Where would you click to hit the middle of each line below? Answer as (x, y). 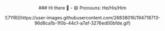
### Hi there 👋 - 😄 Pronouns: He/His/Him (82, 8)
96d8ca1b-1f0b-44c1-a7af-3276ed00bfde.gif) (82, 23)
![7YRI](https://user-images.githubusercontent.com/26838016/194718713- (82, 18)
